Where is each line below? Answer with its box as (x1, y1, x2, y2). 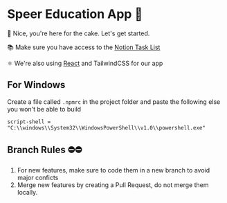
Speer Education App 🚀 (7, 6, 143, 22)
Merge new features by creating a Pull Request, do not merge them (17, 180, 209, 189)
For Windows (7, 79, 66, 91)
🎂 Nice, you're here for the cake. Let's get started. (7, 29, 150, 37)
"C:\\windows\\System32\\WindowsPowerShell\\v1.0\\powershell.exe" (7, 124, 206, 131)
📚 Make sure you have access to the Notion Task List (7, 43, 161, 51)
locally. (17, 188, 38, 196)
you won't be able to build (7, 105, 82, 113)
